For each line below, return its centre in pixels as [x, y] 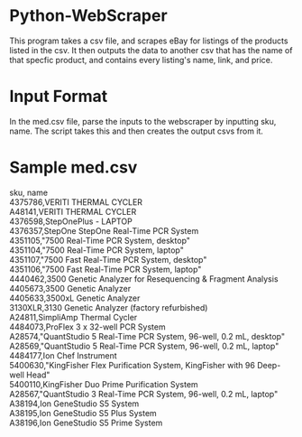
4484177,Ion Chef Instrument [63, 355]
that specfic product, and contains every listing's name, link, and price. [141, 60]
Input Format [59, 97]
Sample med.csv [73, 167]
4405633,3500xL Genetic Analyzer [75, 298]
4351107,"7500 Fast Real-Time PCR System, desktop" [108, 259]
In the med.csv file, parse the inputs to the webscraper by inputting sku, [143, 121]
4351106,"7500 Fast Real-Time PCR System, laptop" [105, 269]
